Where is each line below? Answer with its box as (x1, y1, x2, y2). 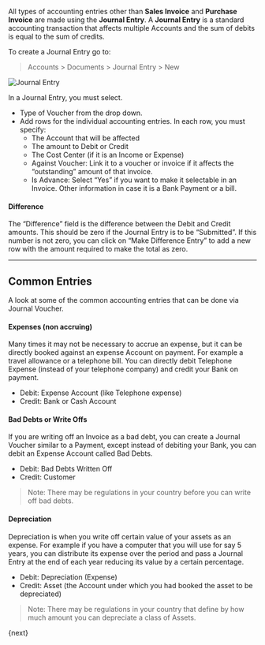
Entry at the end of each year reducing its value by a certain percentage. (8, 557, 244, 566)
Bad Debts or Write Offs (8, 414, 88, 424)
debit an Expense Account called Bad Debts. (8, 449, 153, 458)
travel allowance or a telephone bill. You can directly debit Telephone (8, 356, 233, 366)
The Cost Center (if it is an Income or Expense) (31, 150, 185, 159)
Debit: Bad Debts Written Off (19, 464, 113, 474)
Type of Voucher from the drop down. (19, 108, 144, 117)
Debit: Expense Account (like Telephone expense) (19, 388, 182, 397)
